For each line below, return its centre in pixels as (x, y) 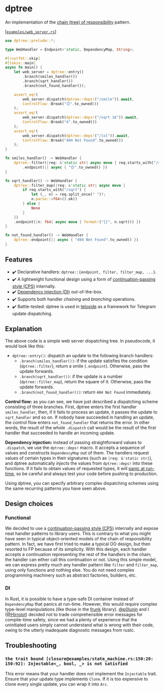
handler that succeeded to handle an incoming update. (60, 433)
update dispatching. (32, 313)
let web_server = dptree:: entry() (49, 72)
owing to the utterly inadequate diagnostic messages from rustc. (70, 630)
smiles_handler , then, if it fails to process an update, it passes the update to (81, 412)
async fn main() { (24, 67)
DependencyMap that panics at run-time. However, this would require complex (81, 604)
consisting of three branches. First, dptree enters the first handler (71, 407)
